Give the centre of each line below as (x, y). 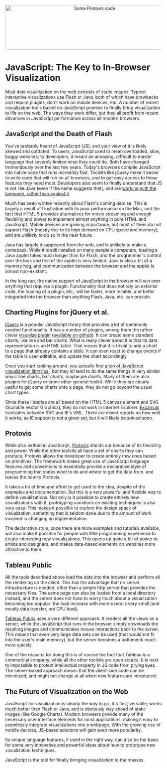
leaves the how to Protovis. (33, 477)
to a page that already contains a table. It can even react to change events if (83, 351)
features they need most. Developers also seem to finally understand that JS (83, 183)
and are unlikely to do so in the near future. (49, 235)
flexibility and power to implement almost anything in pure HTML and (76, 219)
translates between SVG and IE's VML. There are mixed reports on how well (83, 412)
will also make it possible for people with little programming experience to (81, 534)
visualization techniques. (31, 750)
